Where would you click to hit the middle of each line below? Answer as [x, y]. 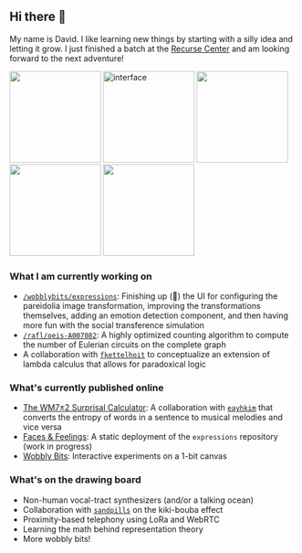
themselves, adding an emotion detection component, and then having [156, 315]
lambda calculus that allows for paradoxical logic [115, 364]
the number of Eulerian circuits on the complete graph [124, 345]
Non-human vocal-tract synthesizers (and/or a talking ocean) [138, 500]
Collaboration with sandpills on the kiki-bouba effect [123, 509]
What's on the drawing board [75, 480]
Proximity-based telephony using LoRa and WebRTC [121, 519]
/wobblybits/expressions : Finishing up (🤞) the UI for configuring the [150, 296]
